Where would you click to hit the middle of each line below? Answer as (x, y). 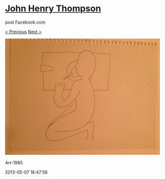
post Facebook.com (25, 22)
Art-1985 (14, 162)
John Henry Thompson (53, 9)
